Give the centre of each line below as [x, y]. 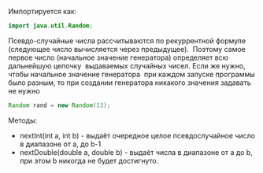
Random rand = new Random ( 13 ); [59, 105]
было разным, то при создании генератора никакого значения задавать [130, 83]
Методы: [23, 120]
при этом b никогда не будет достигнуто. [89, 160]
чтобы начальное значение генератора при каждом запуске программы [132, 74]
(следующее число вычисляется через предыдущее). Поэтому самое [127, 49]
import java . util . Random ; [50, 26]
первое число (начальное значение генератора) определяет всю [119, 57]
